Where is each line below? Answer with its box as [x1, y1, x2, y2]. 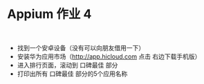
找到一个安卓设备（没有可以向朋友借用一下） [17, 43, 145, 52]
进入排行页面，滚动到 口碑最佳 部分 [17, 61, 118, 69]
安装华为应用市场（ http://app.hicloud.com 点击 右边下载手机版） [17, 52, 201, 61]
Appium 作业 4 [7, 6, 92, 22]
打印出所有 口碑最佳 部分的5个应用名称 [17, 70, 128, 78]
